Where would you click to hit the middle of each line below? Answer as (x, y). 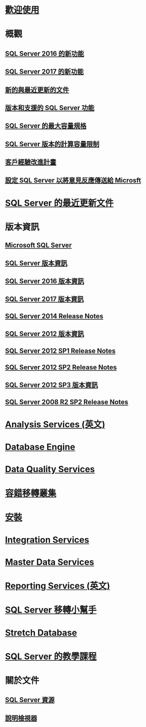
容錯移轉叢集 (31, 493)
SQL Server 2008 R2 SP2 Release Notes (67, 402)
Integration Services (47, 540)
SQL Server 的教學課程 (51, 656)
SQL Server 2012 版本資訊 (45, 334)
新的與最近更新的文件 (37, 90)
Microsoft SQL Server (38, 245)
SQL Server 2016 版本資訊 (45, 281)
